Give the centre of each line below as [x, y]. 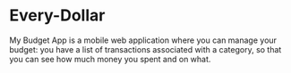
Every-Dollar [57, 16]
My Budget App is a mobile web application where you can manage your [143, 40]
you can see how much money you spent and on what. [110, 59]
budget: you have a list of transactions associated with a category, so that [145, 49]
